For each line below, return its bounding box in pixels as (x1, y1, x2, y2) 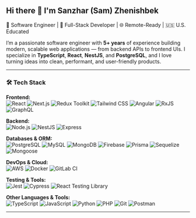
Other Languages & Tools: (6, 194, 71, 201)
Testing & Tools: (6, 177, 46, 184)
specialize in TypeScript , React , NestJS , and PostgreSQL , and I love (6, 51, 172, 58)
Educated (6, 27, 29, 35)
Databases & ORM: (6, 135, 52, 142)
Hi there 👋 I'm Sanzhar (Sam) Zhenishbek (6, 6, 159, 16)
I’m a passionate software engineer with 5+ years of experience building (6, 39, 181, 46)
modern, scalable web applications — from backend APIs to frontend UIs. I (6, 45, 185, 53)
